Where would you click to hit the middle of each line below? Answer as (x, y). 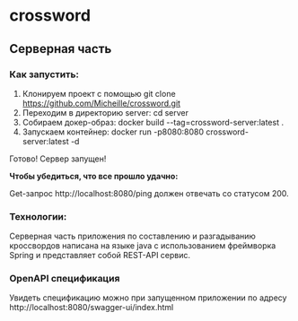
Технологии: (38, 216)
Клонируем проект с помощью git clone (99, 93)
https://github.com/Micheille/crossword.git (101, 103)
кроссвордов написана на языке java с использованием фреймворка (143, 246)
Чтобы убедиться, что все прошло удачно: (94, 176)
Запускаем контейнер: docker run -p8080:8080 (113, 132)
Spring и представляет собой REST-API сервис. (100, 256)
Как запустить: (44, 74)
